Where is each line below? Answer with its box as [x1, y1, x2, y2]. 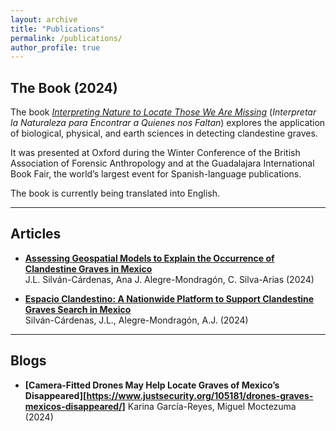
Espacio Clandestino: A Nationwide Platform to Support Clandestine [24, 292, 315, 305]
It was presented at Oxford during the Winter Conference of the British [10, 147, 301, 159]
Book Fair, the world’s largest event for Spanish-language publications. [10, 168, 302, 180]
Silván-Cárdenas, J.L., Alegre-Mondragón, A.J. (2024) [24, 314, 249, 326]
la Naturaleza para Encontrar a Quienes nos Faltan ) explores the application [10, 117, 326, 129]
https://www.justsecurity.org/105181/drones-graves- [86, 389, 314, 401]
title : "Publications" [10, 24, 105, 34]
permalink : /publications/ [10, 33, 123, 43]
